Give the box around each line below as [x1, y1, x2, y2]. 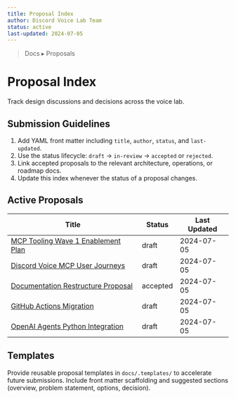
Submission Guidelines [7, 118, 111, 130]
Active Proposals [7, 195, 84, 207]
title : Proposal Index [7, 10, 74, 18]
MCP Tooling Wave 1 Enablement [11, 235, 121, 245]
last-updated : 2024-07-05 [7, 30, 83, 37]
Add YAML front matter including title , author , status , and [17, 137, 190, 145]
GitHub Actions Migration [11, 301, 94, 311]
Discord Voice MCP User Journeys [11, 260, 125, 270]
